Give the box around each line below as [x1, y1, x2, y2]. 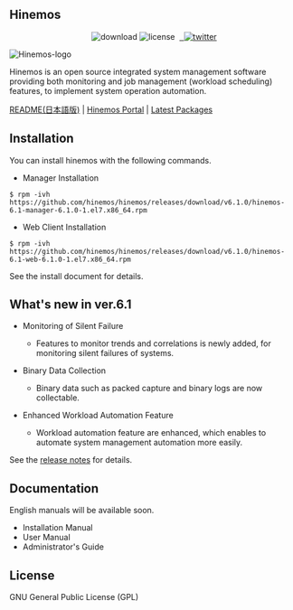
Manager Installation [22, 172, 99, 183]
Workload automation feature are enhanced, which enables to [35, 427, 267, 438]
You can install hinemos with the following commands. [9, 155, 212, 165]
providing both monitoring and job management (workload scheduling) [9, 76, 273, 87]
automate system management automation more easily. [35, 437, 243, 448]
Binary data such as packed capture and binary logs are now [35, 383, 263, 394]
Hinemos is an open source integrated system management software [9, 66, 267, 77]
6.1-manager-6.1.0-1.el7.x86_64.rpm [9, 205, 147, 215]
